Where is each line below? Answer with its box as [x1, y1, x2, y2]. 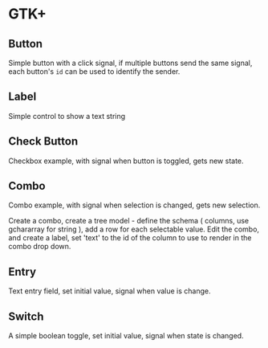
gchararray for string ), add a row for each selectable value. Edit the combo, [8, 224, 259, 234]
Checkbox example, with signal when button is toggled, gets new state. [8, 156, 244, 166]
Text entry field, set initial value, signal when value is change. [8, 286, 211, 296]
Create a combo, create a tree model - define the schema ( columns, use [8, 216, 250, 226]
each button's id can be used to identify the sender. [8, 67, 181, 76]
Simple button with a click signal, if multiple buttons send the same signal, [8, 58, 253, 68]
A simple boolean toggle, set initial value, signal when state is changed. [8, 331, 244, 341]
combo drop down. [8, 242, 71, 252]
